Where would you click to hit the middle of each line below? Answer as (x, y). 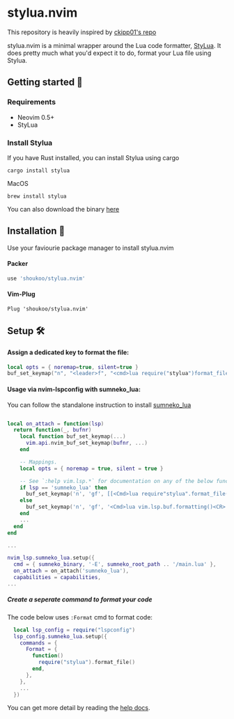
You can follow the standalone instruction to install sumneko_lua (99, 404)
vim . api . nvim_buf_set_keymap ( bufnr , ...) (87, 443)
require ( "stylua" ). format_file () (87, 663)
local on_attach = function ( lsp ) (56, 424)
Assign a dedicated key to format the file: (68, 352)
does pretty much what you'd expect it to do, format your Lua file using (109, 53)
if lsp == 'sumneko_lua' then (64, 488)
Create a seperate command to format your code (80, 599)
